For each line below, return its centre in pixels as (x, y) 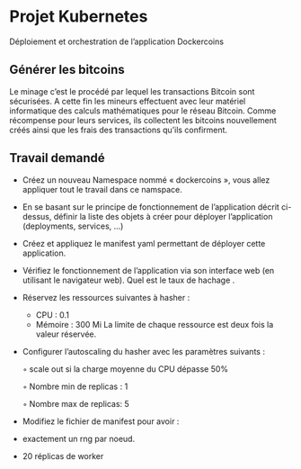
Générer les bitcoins (67, 70)
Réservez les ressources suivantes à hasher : (106, 297)
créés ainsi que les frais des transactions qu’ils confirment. (118, 130)
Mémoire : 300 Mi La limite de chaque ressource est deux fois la (155, 324)
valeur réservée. (66, 334)
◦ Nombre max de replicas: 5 (76, 403)
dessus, (37, 216)
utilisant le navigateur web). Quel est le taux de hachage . (128, 280)
